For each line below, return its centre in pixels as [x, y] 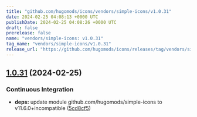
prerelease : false [28, 33]
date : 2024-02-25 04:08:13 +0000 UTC [52, 17]
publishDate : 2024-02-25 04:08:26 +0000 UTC [61, 22]
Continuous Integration [40, 90]
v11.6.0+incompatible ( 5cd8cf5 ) [52, 108]
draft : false [22, 28]
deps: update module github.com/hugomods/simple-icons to [88, 102]
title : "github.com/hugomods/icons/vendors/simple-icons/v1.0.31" [89, 11]
